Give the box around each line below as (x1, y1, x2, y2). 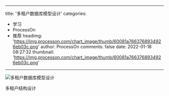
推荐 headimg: (12, 33, 43, 38)
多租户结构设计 (5, 85, 36, 91)
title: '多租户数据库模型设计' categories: (5, 10, 87, 16)
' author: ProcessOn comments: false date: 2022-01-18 (38, 43, 152, 49)
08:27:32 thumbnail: (12, 49, 54, 55)
